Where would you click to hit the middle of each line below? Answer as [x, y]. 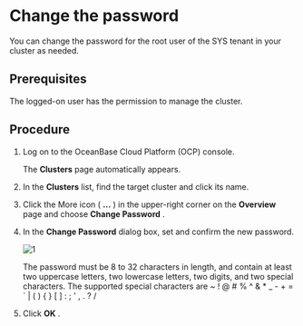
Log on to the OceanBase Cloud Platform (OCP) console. [128, 152]
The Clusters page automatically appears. [102, 169]
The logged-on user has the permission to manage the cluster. [126, 101]
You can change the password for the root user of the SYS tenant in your [146, 41]
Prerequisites [48, 79]
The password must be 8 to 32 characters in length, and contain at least [157, 267]
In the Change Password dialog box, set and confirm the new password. [158, 232]
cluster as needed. [44, 50]
